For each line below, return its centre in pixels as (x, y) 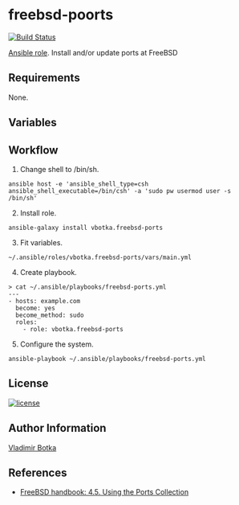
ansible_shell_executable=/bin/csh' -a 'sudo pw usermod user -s (119, 191)
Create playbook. (49, 272)
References (38, 472)
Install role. (38, 213)
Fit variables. (41, 242)
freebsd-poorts (61, 15)
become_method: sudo (50, 315)
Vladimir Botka (32, 447)
